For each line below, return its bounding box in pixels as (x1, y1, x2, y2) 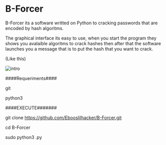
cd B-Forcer (5, 124, 30, 130)
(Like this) (5, 55, 26, 61)
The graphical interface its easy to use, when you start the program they (5, 35, 157, 41)
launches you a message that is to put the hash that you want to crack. (5, 46, 153, 52)
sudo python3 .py (5, 134, 42, 140)
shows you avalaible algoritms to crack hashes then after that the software (5, 40, 161, 46)
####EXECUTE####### (5, 104, 57, 111)
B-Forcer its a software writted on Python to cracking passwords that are (5, 20, 158, 26)
